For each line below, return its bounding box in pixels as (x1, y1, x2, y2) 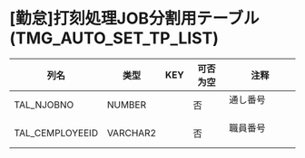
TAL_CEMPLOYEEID (14, 126, 98, 139)
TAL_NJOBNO (14, 98, 74, 111)
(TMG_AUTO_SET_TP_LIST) (9, 28, 220, 49)
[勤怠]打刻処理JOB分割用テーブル (9, 8, 260, 29)
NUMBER (106, 98, 147, 111)
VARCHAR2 (106, 126, 157, 139)
